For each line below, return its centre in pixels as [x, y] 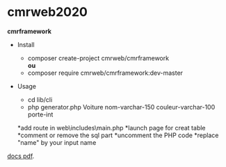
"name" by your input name [57, 142]
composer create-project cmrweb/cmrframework [98, 58]
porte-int [40, 114]
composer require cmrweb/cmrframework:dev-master [105, 73]
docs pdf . [21, 156]
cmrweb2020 [48, 12]
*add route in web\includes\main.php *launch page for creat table [112, 128]
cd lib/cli [40, 99]
